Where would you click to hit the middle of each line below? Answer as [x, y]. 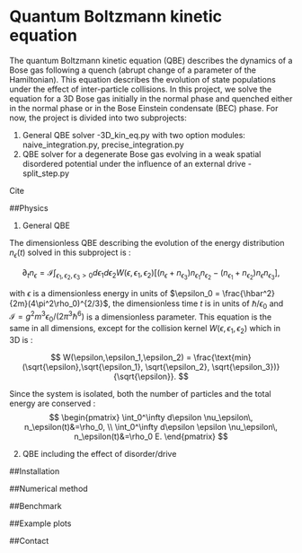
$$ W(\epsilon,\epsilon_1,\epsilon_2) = [121, 357]
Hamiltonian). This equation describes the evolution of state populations [142, 79]
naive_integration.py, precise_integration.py [103, 145]
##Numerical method [49, 488]
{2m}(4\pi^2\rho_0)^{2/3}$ [59, 303]
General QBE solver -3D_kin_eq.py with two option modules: [133, 135]
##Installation [35, 471]
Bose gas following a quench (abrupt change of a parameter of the [133, 70]
